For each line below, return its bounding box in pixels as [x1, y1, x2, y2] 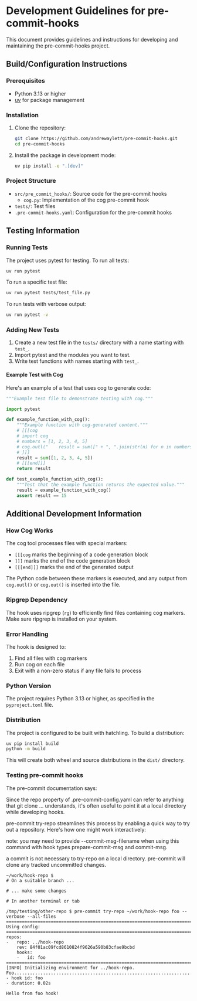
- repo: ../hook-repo [6, 939, 64, 945]
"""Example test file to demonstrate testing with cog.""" [6, 396, 154, 401]
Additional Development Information [6, 509, 142, 519]
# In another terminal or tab [6, 898, 80, 904]
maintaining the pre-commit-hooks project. [6, 42, 110, 49]
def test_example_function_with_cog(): [6, 476, 104, 482]
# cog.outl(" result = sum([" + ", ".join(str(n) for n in [16, 444, 172, 450]
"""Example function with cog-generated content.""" [16, 422, 148, 428]
